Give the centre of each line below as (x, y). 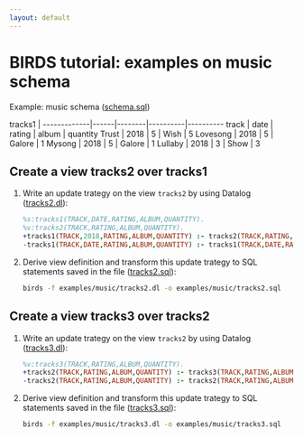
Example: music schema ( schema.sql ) (80, 107)
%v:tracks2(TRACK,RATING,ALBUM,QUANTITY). (103, 228)
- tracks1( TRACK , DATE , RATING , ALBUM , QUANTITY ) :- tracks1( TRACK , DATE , (154, 245)
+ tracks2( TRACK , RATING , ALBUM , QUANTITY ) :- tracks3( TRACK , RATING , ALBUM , (160, 373)
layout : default (40, 18)
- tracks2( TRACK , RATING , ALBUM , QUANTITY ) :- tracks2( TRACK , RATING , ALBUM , (160, 381)
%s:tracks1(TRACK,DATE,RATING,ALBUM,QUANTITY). (113, 219)
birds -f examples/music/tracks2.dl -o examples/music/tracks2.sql (152, 288)
